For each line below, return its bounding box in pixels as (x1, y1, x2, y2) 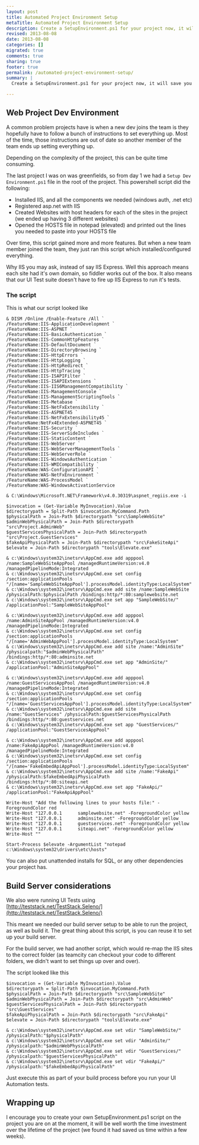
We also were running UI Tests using (6, 896, 96, 904)
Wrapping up (6, 1098, 55, 1108)
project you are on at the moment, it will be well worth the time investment (6, 1119, 187, 1127)
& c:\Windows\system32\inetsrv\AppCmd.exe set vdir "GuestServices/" (6, 1048, 182, 1054)
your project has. (6, 864, 48, 871)
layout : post (6, 8, 38, 15)
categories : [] (6, 42, 44, 48)
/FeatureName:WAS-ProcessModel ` (6, 477, 89, 484)
